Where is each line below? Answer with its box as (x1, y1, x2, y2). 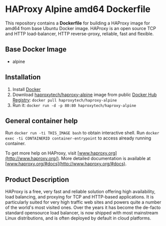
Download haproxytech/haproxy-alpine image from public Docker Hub (12, 91, 157, 97)
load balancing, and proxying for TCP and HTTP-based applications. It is (5, 194, 154, 200)
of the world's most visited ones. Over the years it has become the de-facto (5, 204, 161, 210)
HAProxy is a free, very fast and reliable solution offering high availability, (5, 188, 156, 194)
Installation (5, 73, 41, 81)
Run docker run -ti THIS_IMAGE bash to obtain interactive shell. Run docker (5, 130, 160, 136)
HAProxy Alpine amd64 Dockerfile (5, 3, 151, 15)
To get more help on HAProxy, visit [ (5, 150, 79, 156)
